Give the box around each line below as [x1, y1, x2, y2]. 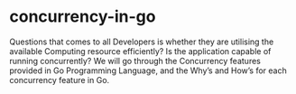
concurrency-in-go [9, 6, 156, 27]
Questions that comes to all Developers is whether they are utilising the [9, 36, 274, 47]
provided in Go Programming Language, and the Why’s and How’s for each [9, 65, 287, 76]
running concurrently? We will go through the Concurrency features [9, 55, 262, 66]
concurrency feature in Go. [9, 74, 110, 85]
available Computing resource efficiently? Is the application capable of [9, 45, 272, 56]
